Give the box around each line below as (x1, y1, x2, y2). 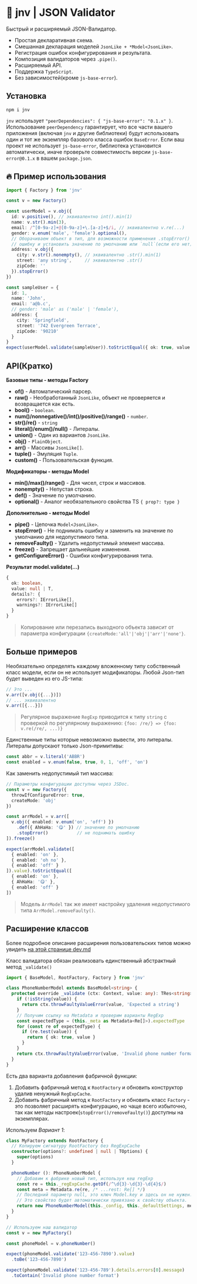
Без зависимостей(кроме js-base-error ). (14, 74, 118, 81)
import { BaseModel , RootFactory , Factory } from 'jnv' (6, 974, 145, 981)
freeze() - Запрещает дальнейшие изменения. (14, 546, 131, 552)
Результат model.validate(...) (6, 564, 80, 570)
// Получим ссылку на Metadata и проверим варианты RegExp (16, 1013, 164, 1018)
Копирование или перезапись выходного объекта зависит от (20, 623, 174, 631)
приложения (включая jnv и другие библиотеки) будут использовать (6, 129, 179, 136)
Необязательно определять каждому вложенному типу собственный (6, 662, 181, 669)
